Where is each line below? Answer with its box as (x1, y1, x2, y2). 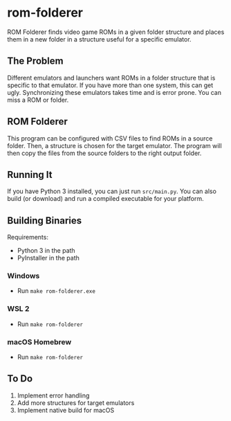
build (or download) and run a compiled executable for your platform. (7, 195, 204, 203)
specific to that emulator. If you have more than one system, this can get (7, 81, 213, 89)
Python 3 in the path (17, 247, 75, 255)
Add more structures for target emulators (17, 398, 135, 406)
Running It (7, 168, 53, 181)
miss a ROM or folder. (7, 96, 69, 104)
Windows (7, 271, 40, 281)
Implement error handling (17, 391, 90, 400)
